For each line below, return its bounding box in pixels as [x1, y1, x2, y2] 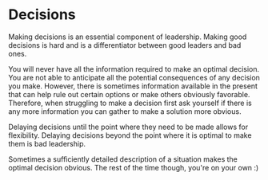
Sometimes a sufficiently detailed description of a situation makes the [8, 154, 238, 164]
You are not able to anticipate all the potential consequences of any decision [8, 72, 260, 82]
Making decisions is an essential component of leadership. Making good [8, 32, 247, 41]
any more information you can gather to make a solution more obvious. [8, 106, 242, 116]
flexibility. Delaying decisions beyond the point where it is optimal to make [8, 130, 252, 140]
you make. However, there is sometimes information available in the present [8, 81, 258, 91]
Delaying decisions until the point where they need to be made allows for [8, 122, 249, 131]
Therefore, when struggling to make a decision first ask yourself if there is [8, 98, 252, 108]
